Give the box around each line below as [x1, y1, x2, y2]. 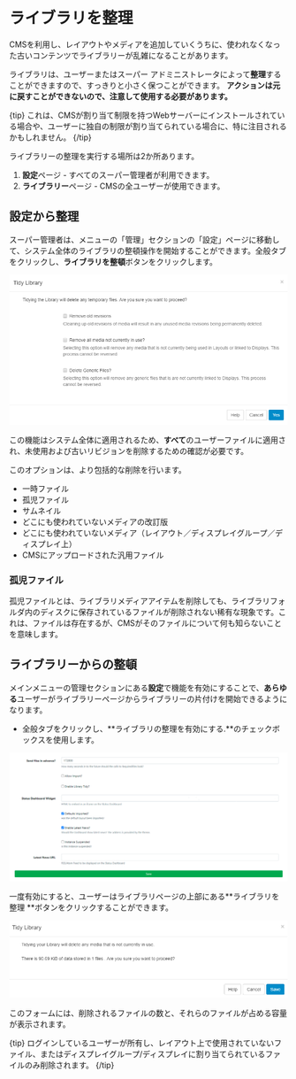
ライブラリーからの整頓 [9, 657, 137, 673]
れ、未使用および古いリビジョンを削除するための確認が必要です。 [9, 445, 249, 456]
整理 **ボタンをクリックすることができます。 [9, 902, 174, 913]
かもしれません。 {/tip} [9, 132, 93, 143]
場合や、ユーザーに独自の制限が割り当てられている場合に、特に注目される [16, 120, 287, 131]
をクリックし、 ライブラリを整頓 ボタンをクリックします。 [9, 256, 218, 266]
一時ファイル [21, 483, 69, 494]
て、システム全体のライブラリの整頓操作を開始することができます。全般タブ [9, 245, 287, 256]
